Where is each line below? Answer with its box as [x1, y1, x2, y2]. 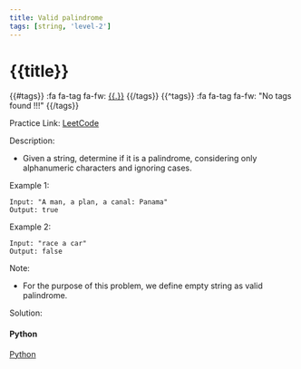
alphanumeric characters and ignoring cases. [22, 162, 192, 173]
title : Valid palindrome [9, 13, 103, 23]
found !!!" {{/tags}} [9, 101, 80, 112]
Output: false [9, 247, 63, 257]
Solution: [9, 307, 43, 318]
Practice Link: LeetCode [9, 118, 100, 129]
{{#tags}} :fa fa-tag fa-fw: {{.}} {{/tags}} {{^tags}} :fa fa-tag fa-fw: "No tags [9, 91, 292, 102]
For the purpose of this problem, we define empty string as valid [22, 280, 263, 291]
